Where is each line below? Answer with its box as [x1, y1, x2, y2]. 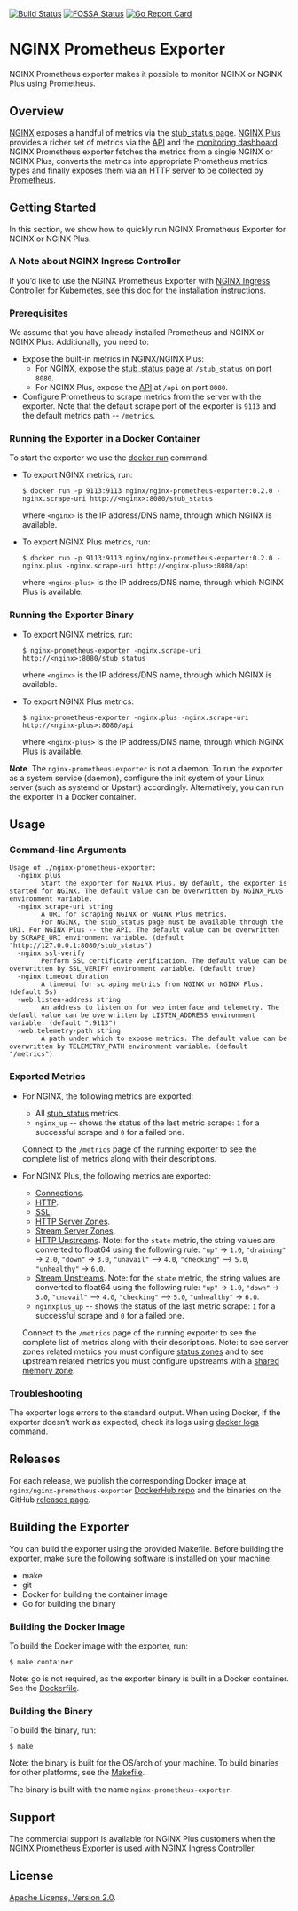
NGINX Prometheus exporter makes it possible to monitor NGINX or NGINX [9, 68, 283, 79]
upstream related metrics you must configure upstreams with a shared [21, 1355, 279, 1366]
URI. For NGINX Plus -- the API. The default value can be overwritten [9, 926, 279, 935]
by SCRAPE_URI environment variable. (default [9, 934, 184, 943]
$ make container [9, 1657, 74, 1666]
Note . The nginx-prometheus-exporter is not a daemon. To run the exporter [9, 763, 283, 773]
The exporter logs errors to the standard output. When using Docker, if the [9, 1407, 281, 1418]
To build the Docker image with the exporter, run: [9, 1641, 189, 1651]
